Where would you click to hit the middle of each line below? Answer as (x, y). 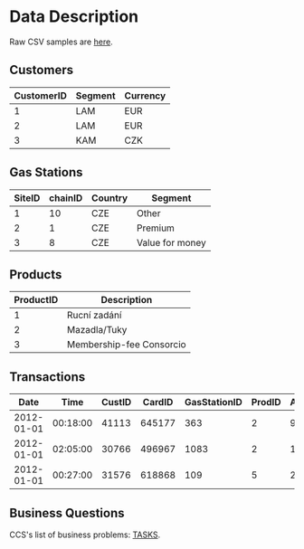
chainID (66, 198)
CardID (158, 402)
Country (110, 198)
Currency (145, 95)
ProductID (36, 300)
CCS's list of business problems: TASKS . (85, 535)
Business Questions (67, 513)
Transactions (47, 377)
